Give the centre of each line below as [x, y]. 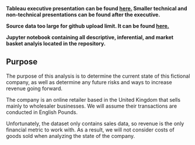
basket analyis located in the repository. [56, 44]
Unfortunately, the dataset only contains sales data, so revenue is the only [95, 123]
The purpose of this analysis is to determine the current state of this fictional [98, 76]
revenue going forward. [34, 88]
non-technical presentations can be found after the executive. [83, 15]
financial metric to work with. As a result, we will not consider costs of [90, 130]
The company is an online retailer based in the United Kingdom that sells [93, 99]
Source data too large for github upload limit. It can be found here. [88, 26]
